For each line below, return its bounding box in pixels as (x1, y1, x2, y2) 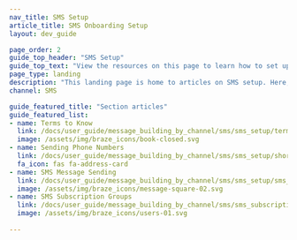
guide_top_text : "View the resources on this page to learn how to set (9, 62, 278, 71)
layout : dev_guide (9, 29, 77, 38)
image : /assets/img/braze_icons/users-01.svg (17, 209, 188, 218)
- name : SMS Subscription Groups (9, 192, 133, 201)
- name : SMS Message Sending (9, 168, 117, 176)
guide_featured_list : (9, 110, 89, 119)
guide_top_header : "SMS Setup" (9, 54, 125, 63)
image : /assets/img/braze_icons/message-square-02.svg (17, 184, 224, 193)
